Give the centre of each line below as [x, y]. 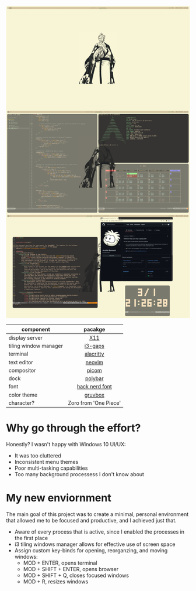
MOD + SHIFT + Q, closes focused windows [76, 575]
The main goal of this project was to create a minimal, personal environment [97, 514]
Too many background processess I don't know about [79, 474]
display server [25, 337]
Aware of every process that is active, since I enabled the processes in [99, 532]
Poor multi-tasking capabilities [51, 468]
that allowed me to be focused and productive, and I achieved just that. [91, 521]
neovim [94, 362]
